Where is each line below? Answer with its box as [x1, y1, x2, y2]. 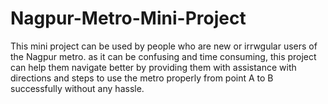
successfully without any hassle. [10, 82, 145, 94]
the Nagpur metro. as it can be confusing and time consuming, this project [10, 50, 317, 62]
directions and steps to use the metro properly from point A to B [10, 72, 274, 84]
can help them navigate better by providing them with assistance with [10, 61, 297, 73]
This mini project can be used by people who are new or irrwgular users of [10, 40, 318, 52]
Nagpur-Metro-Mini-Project [10, 7, 247, 30]
